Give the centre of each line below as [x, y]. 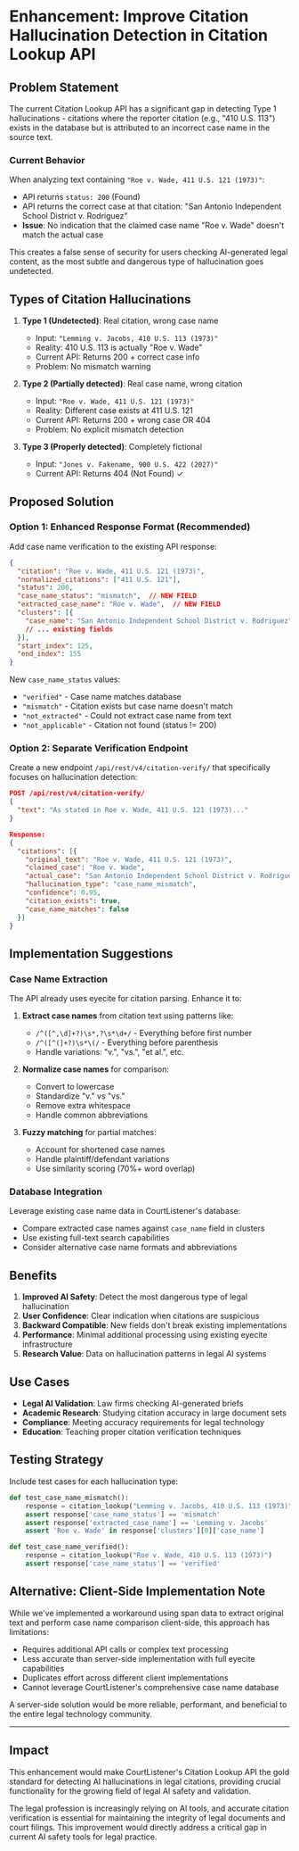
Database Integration [56, 1191]
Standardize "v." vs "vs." [80, 1096]
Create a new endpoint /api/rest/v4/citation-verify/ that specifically [140, 768]
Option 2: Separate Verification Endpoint [99, 749]
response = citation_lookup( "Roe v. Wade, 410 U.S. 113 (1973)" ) [149, 1556]
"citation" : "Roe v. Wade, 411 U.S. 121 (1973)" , [111, 571]
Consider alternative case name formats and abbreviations [129, 1248]
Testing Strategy [57, 1460]
